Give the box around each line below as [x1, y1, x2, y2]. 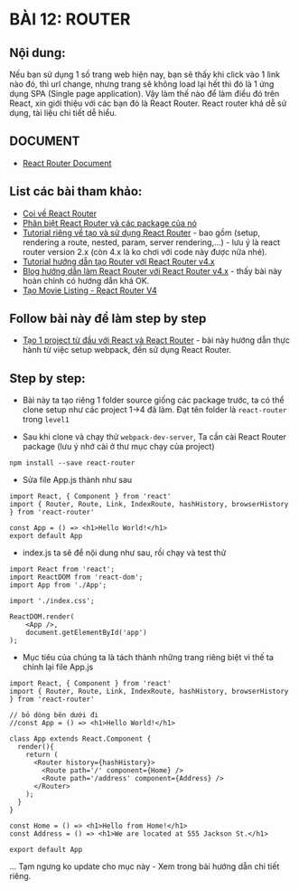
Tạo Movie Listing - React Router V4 [22, 285, 157, 296]
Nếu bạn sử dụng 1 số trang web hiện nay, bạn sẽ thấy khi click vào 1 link [9, 69, 280, 80]
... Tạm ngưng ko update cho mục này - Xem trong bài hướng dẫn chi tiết [9, 861, 280, 872]
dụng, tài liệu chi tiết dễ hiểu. [9, 108, 117, 118]
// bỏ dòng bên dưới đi [9, 711, 99, 720]
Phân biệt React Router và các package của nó [22, 217, 197, 228]
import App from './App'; [9, 581, 107, 590]
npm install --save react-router [9, 459, 135, 468]
